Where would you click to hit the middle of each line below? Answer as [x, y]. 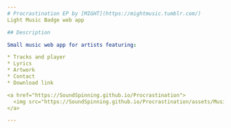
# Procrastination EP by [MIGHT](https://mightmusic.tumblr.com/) [104, 13]
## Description [29, 32]
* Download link [30, 83]
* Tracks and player [37, 57]
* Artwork [21, 70]
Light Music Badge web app [46, 20]
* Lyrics [20, 64]
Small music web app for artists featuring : [72, 45]
